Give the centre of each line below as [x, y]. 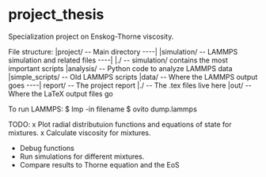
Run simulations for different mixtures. [82, 156]
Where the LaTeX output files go [61, 93]
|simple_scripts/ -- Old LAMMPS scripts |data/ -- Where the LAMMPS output [133, 77]
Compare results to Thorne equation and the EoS [99, 164]
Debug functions [47, 148]
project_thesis [56, 15]
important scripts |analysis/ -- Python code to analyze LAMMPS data [120, 68]
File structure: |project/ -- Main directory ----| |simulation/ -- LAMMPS [123, 51]
